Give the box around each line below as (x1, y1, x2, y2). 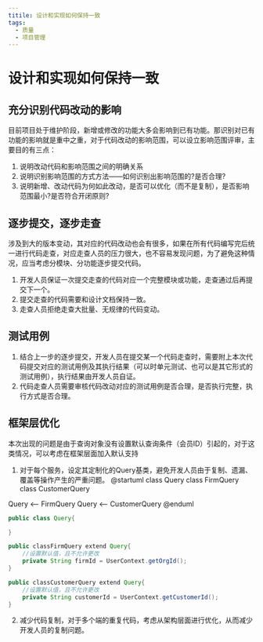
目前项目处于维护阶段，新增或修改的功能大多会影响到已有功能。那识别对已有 (8, 126, 255, 135)
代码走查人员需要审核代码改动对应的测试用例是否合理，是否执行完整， (19, 381, 247, 391)
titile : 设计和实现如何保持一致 (8, 11, 101, 20)
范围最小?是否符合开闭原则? (19, 192, 110, 201)
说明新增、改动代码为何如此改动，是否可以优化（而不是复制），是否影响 (19, 181, 250, 191)
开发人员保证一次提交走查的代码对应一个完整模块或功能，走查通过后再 (19, 275, 247, 285)
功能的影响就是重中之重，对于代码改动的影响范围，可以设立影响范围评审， (8, 135, 248, 145)
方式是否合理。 (26, 391, 75, 400)
